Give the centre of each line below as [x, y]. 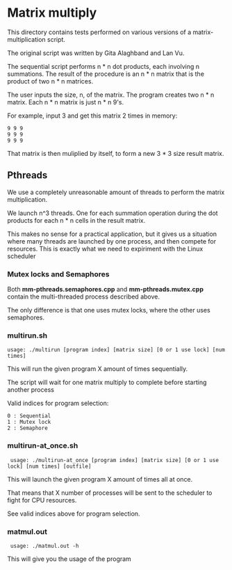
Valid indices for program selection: [58, 403]
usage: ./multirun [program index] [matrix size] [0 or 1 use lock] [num [116, 350]
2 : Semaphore [28, 428]
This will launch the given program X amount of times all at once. [100, 479]
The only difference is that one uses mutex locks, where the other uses [109, 310]
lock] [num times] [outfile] [49, 466]
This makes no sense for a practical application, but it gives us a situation [112, 234]
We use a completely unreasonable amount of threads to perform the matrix [116, 192]
